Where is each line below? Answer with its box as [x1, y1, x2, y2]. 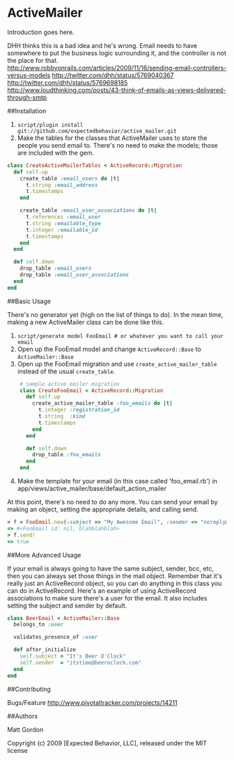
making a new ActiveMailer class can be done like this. [7, 318, 164, 326]
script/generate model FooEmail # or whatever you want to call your [17, 332, 224, 339]
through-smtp [7, 93, 47, 102]
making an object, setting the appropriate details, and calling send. [7, 505, 198, 513]
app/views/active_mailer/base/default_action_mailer [17, 484, 167, 493]
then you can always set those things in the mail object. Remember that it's [7, 571, 223, 580]
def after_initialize [13, 646, 77, 653]
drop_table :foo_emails [32, 451, 101, 458]
